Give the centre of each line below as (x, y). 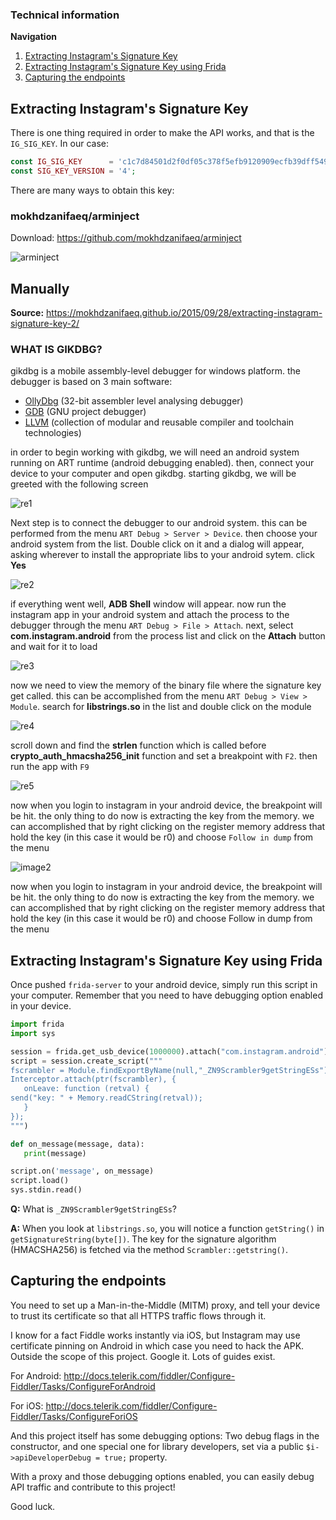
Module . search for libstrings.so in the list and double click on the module (161, 707)
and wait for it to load (54, 647)
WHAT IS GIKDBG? (56, 349)
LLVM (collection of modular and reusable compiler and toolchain (159, 422)
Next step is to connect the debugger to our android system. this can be (159, 523)
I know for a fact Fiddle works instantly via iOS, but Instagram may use (155, 1335)
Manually (40, 288)
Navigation (33, 37)
